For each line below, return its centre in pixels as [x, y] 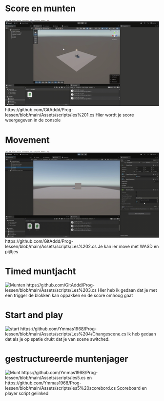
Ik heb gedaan [142, 334]
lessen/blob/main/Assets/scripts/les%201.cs [50, 115]
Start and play [34, 315]
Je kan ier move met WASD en [128, 246]
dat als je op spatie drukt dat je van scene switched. [57, 339]
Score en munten [41, 9]
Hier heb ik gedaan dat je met [127, 290]
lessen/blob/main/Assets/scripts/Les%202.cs [51, 246]
